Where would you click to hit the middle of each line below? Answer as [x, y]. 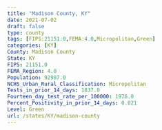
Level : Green [26, 109]
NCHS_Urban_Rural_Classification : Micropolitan [77, 84]
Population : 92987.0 [37, 77]
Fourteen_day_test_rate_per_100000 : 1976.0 [71, 97]
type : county [26, 33]
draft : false [26, 26]
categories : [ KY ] [32, 45]
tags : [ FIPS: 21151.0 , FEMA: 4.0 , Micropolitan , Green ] [81, 39]
